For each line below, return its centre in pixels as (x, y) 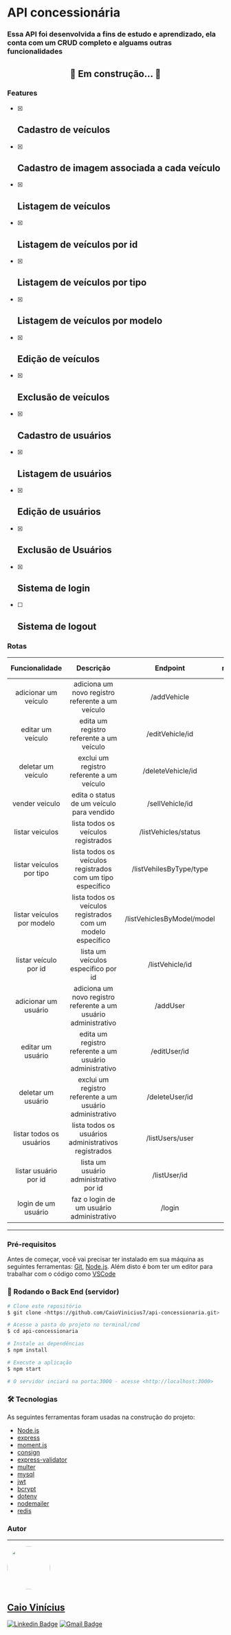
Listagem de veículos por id (77, 245)
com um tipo (93, 877)
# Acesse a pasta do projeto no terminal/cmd (73, 1325)
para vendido (93, 812)
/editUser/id (170, 1051)
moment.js (32, 1445)
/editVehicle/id (170, 734)
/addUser (170, 1006)
